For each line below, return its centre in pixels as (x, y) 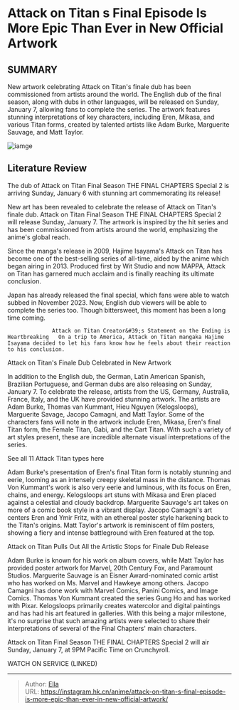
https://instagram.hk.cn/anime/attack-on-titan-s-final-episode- (133, 691)
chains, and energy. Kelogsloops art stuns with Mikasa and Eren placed (112, 495)
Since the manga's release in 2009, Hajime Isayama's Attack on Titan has (115, 251)
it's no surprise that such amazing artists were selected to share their (109, 620)
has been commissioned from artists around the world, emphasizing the (113, 229)
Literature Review (47, 168)
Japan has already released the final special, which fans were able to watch (118, 295)
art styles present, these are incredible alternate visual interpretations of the (119, 437)
